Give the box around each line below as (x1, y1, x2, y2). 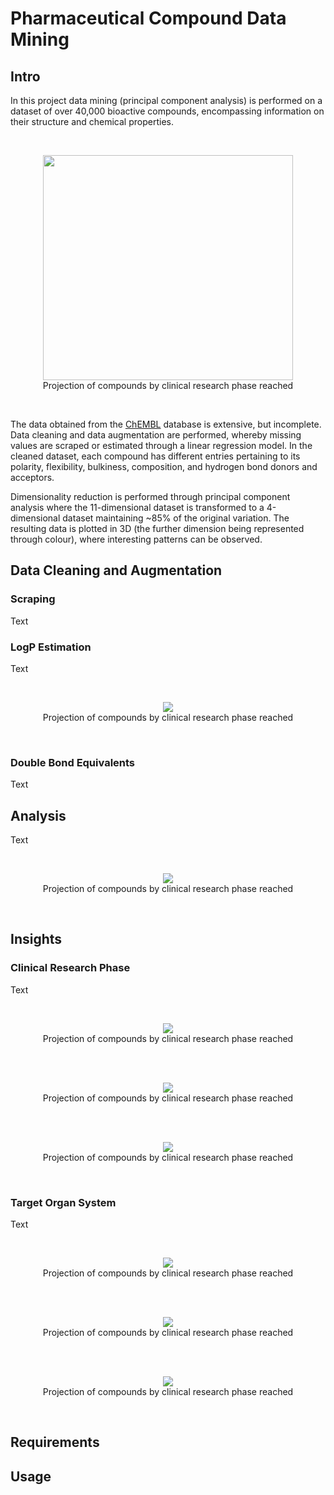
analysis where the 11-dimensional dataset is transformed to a (10, 502, 265, 513)
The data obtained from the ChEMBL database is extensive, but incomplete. (10, 418, 322, 430)
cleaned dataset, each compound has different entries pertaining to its (10, 450, 301, 462)
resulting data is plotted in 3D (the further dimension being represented (10, 523, 305, 534)
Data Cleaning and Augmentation (10, 562, 223, 579)
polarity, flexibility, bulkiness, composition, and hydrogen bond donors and (10, 461, 318, 472)
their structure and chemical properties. (10, 116, 174, 127)
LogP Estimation (10, 640, 92, 654)
